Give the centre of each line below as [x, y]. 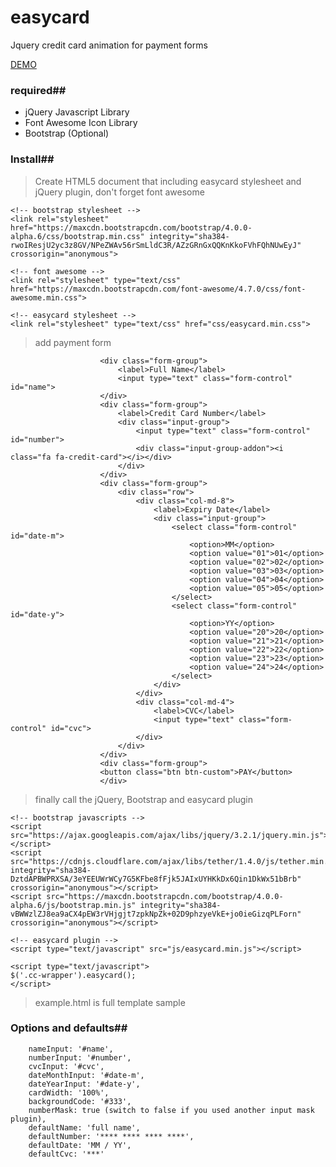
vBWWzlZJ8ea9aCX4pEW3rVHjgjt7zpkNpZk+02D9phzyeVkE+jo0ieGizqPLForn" [156, 914]
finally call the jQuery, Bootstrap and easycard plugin [143, 799]
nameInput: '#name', [71, 1049]
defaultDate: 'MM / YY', [80, 1145]
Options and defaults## [69, 1028]
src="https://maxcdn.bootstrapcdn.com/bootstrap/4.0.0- [165, 896]
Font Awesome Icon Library [81, 123]
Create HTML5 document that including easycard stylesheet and [168, 181]
